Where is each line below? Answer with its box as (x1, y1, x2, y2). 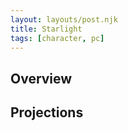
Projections (10, 104, 84, 121)
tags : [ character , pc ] (10, 33, 105, 43)
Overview (10, 70, 73, 87)
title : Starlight (10, 24, 83, 34)
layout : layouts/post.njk (10, 14, 118, 25)
